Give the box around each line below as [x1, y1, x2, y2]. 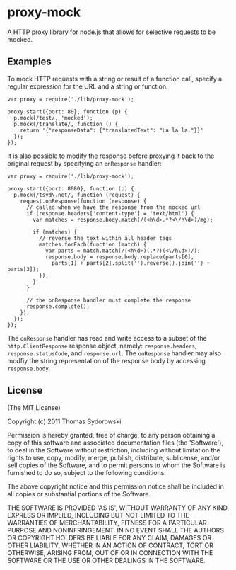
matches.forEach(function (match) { [38, 241, 147, 248]
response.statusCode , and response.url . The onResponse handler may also [7, 348, 221, 358]
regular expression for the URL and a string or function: [7, 82, 168, 91]
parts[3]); [7, 266, 40, 273]
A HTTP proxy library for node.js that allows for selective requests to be [7, 28, 216, 36]
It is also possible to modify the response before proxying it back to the [7, 152, 215, 160]
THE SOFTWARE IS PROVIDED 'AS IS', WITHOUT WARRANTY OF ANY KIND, [7, 503, 230, 512]
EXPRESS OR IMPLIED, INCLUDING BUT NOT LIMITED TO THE [7, 511, 189, 519]
